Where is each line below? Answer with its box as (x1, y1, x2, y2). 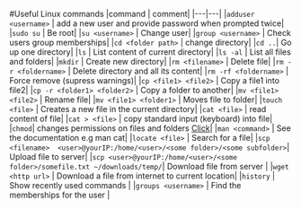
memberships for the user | (9, 189, 111, 200)
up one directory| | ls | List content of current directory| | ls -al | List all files (9, 47, 292, 57)
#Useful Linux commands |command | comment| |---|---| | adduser (9, 9, 255, 19)
